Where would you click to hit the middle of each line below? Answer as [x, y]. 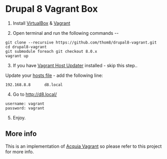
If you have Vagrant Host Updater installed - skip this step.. [75, 65]
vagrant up [17, 56]
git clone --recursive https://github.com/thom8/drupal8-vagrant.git [81, 42]
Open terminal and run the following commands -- [66, 33]
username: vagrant [25, 104]
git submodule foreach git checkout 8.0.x [51, 51]
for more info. [20, 151]
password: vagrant [25, 108]
